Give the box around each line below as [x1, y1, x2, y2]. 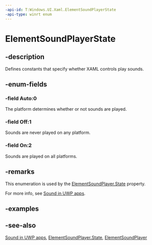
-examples [5, 204, 39, 213]
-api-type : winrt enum [5, 12, 52, 17]
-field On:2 [5, 142, 32, 149]
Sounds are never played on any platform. [5, 129, 91, 136]
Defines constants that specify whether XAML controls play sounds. [5, 66, 144, 72]
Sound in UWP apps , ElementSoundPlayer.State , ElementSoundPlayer [5, 234, 148, 240]
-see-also [5, 221, 36, 230]
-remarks [5, 167, 35, 176]
